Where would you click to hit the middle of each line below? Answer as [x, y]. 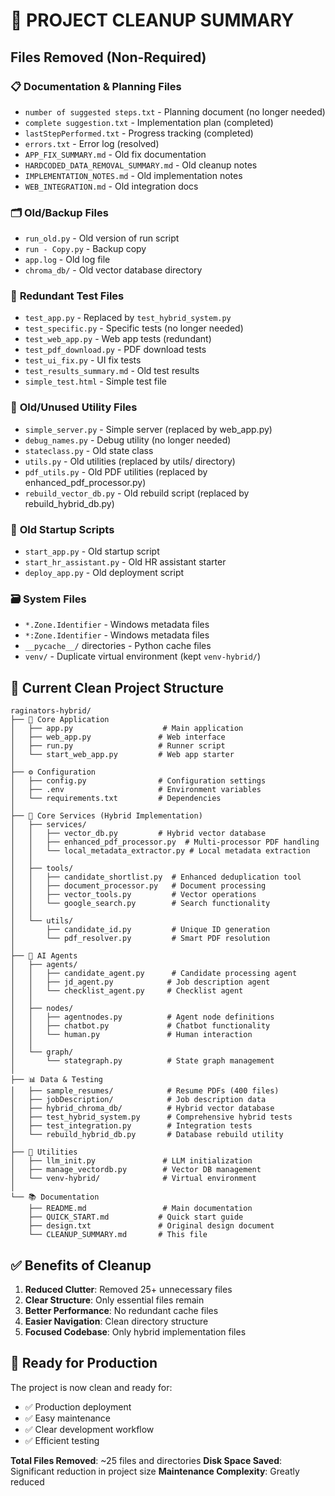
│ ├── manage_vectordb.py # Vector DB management [136, 1170]
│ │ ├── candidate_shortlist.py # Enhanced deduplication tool [156, 877]
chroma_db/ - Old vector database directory [113, 270]
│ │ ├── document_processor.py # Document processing [138, 886]
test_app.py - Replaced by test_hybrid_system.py [128, 318]
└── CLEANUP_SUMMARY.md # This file [118, 1235]
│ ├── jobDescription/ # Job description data [138, 1100]
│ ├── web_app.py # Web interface [118, 737]
